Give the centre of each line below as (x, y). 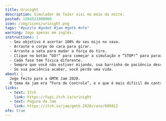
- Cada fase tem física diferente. (46, 60)
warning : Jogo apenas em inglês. (40, 33)
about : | (14, 74)
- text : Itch (23, 92)
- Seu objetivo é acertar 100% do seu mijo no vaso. (65, 42)
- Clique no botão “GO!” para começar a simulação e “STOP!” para (79, 56)
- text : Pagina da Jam (33, 102)
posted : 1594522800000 (28, 19)
